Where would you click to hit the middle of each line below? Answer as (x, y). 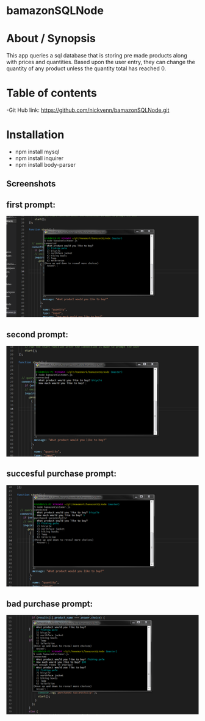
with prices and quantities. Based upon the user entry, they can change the (101, 62)
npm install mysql (37, 152)
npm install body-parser (45, 165)
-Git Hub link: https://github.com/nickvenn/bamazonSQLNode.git (88, 110)
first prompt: (31, 204)
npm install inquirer (39, 158)
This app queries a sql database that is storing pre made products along (97, 56)
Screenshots (31, 184)
